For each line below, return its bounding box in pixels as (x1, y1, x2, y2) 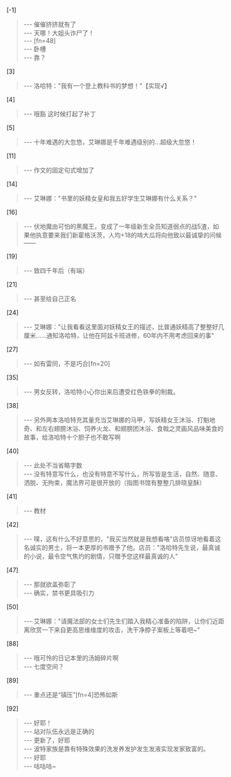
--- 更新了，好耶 (23, 736, 71, 744)
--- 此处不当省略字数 (23, 461, 83, 470)
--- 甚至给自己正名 (23, 294, 77, 303)
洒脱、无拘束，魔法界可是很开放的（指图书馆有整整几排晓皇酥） (23, 479, 205, 487)
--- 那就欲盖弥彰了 (23, 580, 77, 588)
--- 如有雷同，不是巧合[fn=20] (23, 359, 111, 368)
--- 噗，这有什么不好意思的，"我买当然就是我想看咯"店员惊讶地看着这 (23, 535, 222, 543)
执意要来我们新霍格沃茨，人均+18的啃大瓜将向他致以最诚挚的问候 (35, 231, 222, 239)
